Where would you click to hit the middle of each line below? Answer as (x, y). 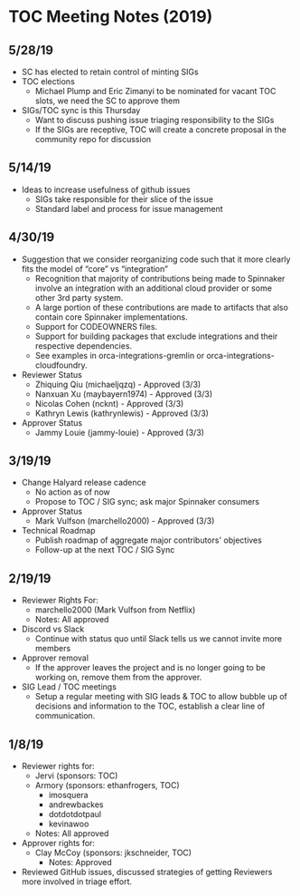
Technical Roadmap (58, 531)
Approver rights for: (58, 843)
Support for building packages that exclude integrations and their (156, 336)
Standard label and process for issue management (129, 208)
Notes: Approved (80, 862)
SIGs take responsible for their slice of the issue (124, 199)
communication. (65, 716)
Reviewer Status (52, 374)
